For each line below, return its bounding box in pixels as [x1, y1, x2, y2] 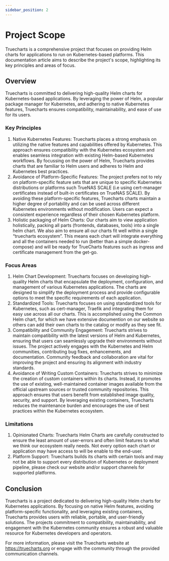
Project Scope [5, 29, 66, 41]
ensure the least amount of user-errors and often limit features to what [12, 437, 159, 443]
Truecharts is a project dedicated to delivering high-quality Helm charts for [5, 498, 161, 504]
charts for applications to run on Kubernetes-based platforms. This [5, 51, 145, 57]
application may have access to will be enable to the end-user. [12, 448, 143, 454]
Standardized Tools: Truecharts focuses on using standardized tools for [12, 300, 161, 306]
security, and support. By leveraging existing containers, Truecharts [12, 397, 154, 403]
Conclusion [5, 484, 42, 493]
